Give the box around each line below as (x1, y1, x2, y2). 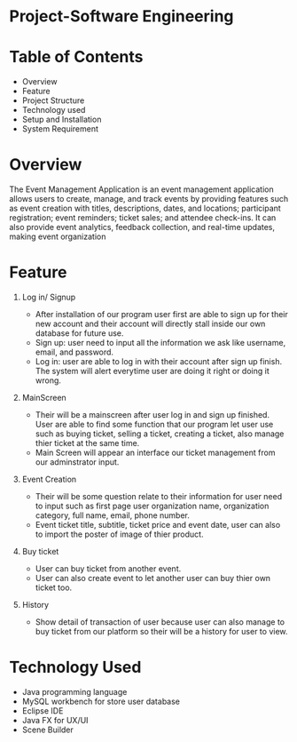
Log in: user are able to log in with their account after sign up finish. (35, 356, 282, 366)
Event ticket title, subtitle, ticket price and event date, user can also (35, 520, 281, 530)
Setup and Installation (21, 114, 102, 125)
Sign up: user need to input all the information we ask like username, (35, 338, 286, 347)
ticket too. (35, 582, 73, 593)
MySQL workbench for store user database (21, 696, 180, 706)
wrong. (35, 375, 62, 386)
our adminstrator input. (35, 457, 120, 467)
